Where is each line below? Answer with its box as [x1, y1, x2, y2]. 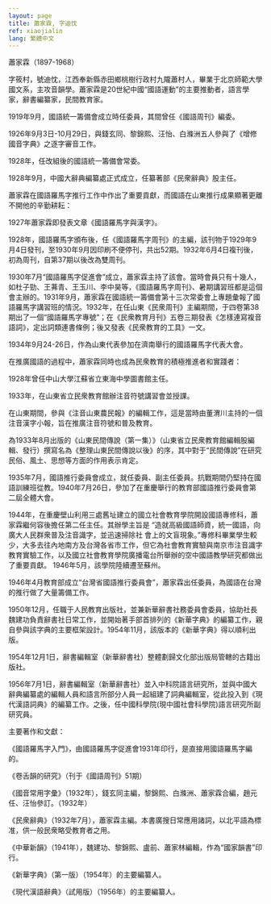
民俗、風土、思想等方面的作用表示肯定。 [8, 456, 143, 465]
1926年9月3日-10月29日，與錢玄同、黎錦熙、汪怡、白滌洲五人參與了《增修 [8, 129, 258, 139]
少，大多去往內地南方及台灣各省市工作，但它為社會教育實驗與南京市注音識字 [8, 540, 263, 550]
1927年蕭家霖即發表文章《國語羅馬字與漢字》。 [8, 218, 162, 227]
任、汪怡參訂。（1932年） [8, 798, 92, 808]
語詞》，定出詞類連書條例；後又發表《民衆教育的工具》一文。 [8, 323, 210, 332]
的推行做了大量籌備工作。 [8, 588, 94, 598]
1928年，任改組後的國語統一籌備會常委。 [8, 156, 145, 166]
